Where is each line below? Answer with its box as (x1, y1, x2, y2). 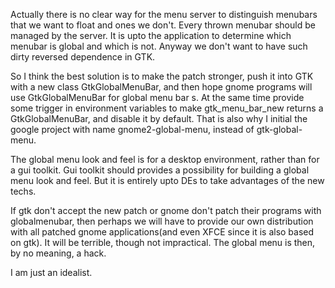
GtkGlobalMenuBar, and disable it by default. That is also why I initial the (10, 113, 308, 124)
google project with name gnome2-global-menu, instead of (10, 124, 255, 135)
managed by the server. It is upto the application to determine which (10, 30, 292, 41)
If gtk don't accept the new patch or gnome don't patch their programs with (10, 205, 322, 216)
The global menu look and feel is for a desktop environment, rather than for (10, 154, 320, 165)
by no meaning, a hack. (10, 247, 107, 259)
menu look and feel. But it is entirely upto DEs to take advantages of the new (10, 175, 325, 186)
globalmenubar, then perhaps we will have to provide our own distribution (10, 215, 314, 227)
